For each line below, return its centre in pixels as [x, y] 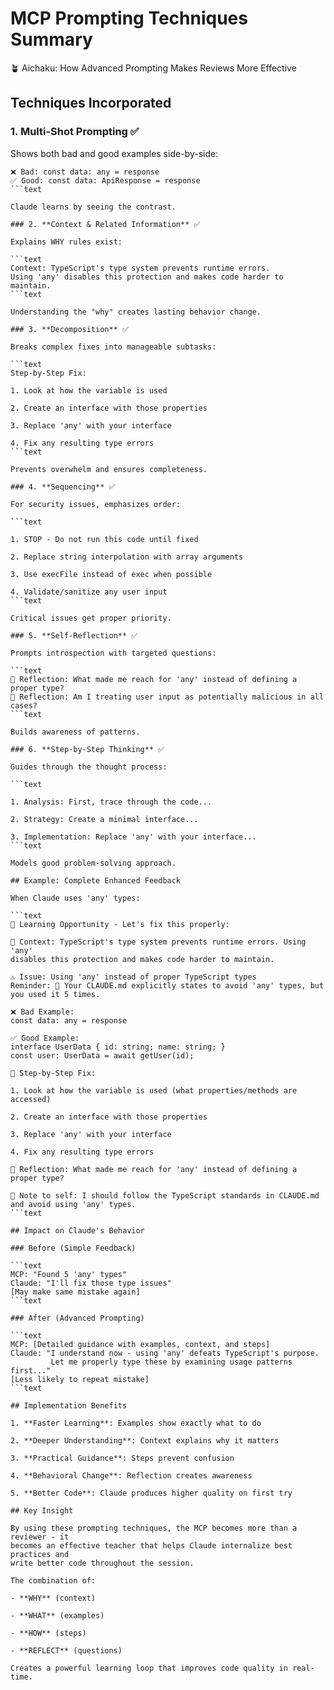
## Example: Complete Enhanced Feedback [96, 880]
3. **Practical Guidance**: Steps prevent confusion [122, 1458]
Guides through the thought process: [89, 767]
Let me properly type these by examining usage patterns [171, 1362]
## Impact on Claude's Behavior [77, 1230]
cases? [24, 705]
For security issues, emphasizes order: [96, 504]
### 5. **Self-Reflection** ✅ [74, 635]
